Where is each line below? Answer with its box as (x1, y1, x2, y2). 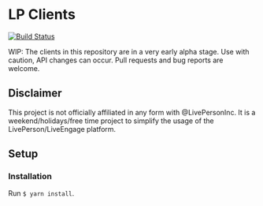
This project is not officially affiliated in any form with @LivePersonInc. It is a (8, 107, 256, 117)
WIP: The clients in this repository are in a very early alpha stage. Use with (8, 47, 250, 56)
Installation (8, 171, 53, 182)
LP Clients (8, 6, 76, 24)
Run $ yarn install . (8, 189, 75, 198)
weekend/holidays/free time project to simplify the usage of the (8, 116, 214, 125)
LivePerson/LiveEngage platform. (8, 124, 117, 133)
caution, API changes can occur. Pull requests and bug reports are (8, 55, 224, 65)
